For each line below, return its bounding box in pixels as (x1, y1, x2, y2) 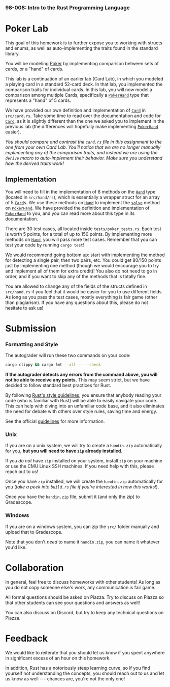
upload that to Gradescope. (5, 529, 63, 535)
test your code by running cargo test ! (5, 241, 85, 248)
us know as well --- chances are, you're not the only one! (5, 675, 125, 681)
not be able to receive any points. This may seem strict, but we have (5, 377, 150, 383)
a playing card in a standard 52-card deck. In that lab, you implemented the (5, 81, 163, 87)
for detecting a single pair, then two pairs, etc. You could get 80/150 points (5, 257, 161, 263)
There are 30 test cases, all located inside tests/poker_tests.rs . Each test (5, 226, 161, 232)
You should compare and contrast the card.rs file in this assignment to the (5, 139, 162, 145)
